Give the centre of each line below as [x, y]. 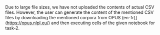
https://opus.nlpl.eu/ [27, 23]
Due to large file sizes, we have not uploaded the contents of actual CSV [80, 7]
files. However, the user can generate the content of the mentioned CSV [79, 12]
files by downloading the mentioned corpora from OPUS [63, 17]
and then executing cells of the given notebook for [103, 23]
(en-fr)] [129, 17]
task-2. [12, 28]
